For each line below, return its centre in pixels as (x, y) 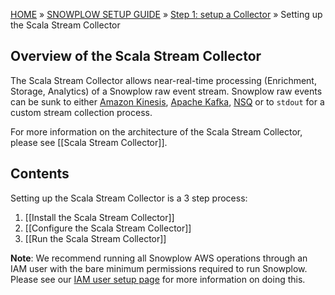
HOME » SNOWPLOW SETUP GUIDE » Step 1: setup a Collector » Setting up (166, 14)
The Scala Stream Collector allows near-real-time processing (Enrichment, (163, 80)
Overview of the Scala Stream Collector (136, 56)
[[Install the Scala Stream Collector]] (99, 217)
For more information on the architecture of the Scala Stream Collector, (156, 131)
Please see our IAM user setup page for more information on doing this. (158, 279)
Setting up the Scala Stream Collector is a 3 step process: (129, 198)
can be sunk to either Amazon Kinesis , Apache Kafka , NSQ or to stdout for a (167, 101)
